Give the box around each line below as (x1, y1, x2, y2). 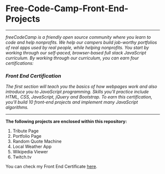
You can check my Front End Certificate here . (5, 164, 97, 170)
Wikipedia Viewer (12, 149, 48, 155)
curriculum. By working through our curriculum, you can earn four (5, 55, 139, 61)
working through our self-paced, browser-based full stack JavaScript (5, 50, 146, 55)
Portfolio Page (12, 133, 42, 139)
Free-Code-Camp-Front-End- (5, 3, 129, 14)
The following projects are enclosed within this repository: (5, 119, 127, 124)
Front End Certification (5, 72, 62, 79)
